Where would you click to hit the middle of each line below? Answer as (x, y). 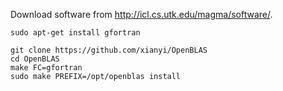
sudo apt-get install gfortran (75, 33)
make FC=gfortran (46, 68)
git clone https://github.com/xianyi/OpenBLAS (109, 50)
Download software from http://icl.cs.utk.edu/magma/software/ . (141, 14)
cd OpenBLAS (35, 59)
